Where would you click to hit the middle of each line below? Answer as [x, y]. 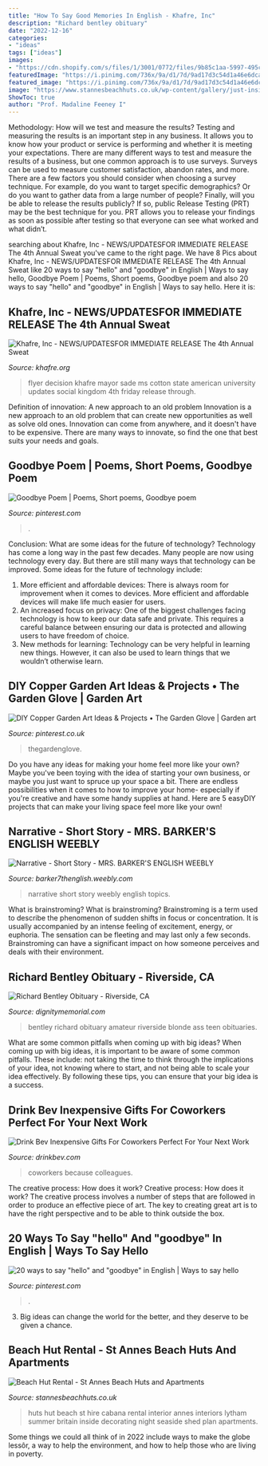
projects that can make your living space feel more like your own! [115, 806]
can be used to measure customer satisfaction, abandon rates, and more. [129, 170]
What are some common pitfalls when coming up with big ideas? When [125, 1042]
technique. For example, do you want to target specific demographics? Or [130, 187]
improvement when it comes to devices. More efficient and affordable [134, 593]
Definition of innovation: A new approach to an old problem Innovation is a [130, 407]
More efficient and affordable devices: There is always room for [124, 585]
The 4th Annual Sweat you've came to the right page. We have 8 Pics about [133, 253]
